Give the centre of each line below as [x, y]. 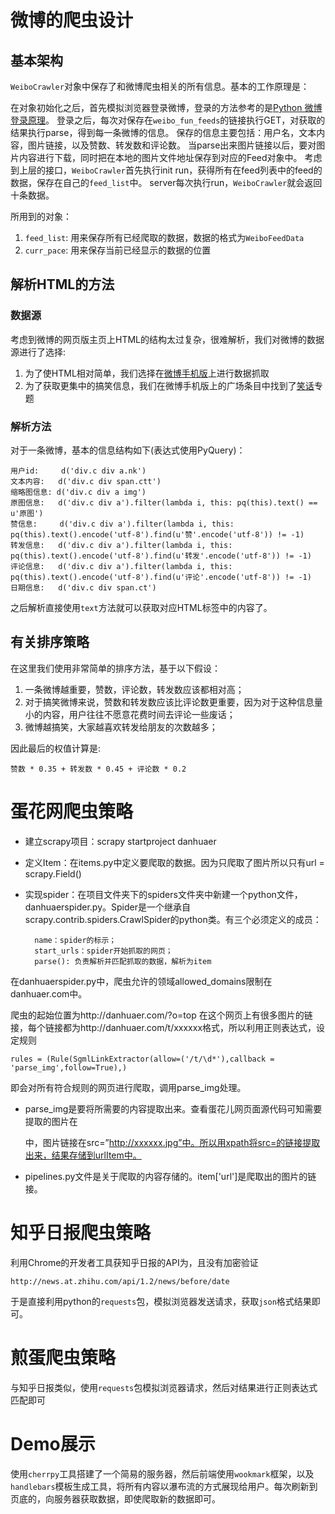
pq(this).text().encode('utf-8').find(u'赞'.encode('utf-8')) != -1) [157, 534]
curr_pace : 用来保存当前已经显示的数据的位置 [118, 250]
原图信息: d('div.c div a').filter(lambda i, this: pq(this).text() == [164, 502]
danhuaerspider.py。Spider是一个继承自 [107, 907]
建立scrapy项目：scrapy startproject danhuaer [120, 841]
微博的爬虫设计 [72, 20]
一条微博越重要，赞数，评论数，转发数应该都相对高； [134, 689]
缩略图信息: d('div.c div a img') [78, 492]
